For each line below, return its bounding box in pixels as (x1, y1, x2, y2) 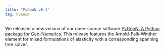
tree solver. (5, 41, 28, 47)
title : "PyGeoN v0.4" (5, 7, 50, 12)
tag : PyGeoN (5, 12, 30, 17)
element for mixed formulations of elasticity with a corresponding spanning (5, 36, 159, 42)
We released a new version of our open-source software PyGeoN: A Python (5, 25, 160, 31)
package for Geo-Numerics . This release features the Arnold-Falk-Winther (5, 31, 157, 37)
